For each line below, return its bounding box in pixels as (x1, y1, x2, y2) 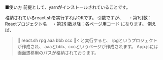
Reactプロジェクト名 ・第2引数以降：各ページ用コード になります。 (5, 21, 147, 27)
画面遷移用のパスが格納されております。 (17, 50, 99, 56)
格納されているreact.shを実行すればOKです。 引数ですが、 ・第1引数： (5, 15, 153, 21)
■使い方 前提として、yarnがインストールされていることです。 (5, 4, 130, 10)
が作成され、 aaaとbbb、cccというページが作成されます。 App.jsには (17, 44, 159, 49)
